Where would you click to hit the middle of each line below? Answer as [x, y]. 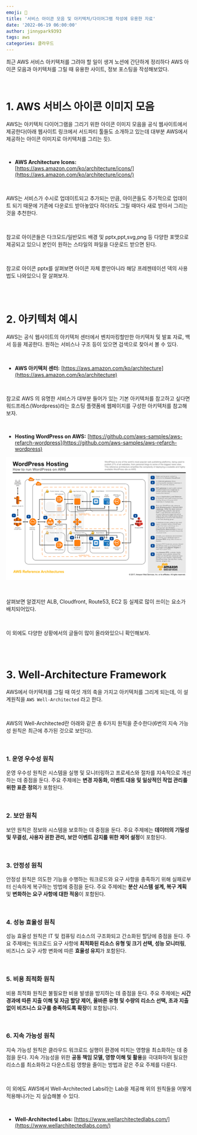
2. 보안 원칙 [21, 816]
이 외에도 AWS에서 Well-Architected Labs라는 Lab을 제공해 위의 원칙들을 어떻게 [99, 1088]
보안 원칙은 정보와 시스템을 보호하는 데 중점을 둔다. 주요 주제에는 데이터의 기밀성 [98, 829]
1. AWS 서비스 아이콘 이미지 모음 [80, 107]
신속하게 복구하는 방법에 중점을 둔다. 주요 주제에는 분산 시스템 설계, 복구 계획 [99, 886]
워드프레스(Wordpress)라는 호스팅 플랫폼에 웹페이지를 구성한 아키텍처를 [89, 406]
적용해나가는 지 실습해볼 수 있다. [43, 1096]
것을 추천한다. [22, 213]
